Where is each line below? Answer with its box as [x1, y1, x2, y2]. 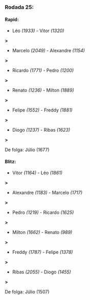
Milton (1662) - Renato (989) [12, 229, 73, 235]
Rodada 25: [5, 4, 34, 11]
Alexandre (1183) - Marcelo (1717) [12, 189, 83, 196]
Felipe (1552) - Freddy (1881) [12, 107, 73, 113]
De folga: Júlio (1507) [5, 289, 50, 295]
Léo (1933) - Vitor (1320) [12, 28, 64, 34]
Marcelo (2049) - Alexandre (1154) [12, 48, 85, 54]
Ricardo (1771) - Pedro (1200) [12, 68, 74, 74]
